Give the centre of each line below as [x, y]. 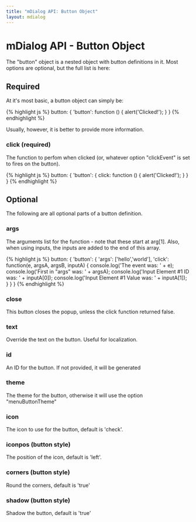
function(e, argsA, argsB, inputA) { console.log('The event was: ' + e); [90, 265]
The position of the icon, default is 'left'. [54, 457]
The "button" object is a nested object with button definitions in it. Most [92, 62]
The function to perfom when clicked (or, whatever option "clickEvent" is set [98, 157]
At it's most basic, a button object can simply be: [65, 101]
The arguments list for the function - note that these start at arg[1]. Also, [93, 241]
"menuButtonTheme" [31, 402]
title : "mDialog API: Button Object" [52, 11]
